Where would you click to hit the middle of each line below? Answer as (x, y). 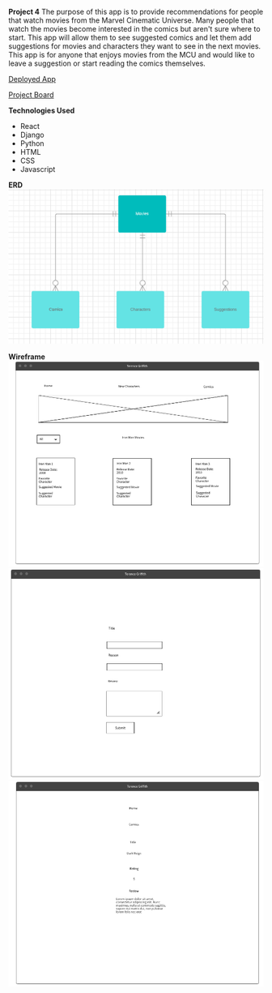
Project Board (31, 95)
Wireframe (27, 357)
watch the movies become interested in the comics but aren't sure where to (134, 29)
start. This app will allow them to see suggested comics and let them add (130, 37)
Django (32, 135)
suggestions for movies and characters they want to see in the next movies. (135, 46)
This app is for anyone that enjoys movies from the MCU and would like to (132, 55)
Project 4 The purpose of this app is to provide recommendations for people (136, 12)
